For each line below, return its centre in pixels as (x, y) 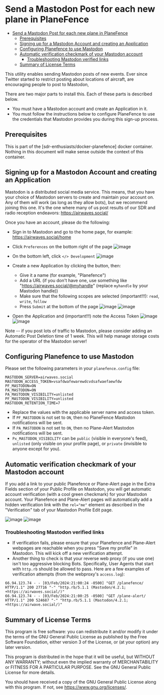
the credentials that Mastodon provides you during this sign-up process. (85, 119)
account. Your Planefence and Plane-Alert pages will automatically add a (79, 499)
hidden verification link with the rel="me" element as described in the (75, 505)
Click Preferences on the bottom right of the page (62, 246)
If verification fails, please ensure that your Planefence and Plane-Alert (84, 543)
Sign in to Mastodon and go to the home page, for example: (72, 232)
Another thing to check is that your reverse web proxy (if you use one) (83, 558)
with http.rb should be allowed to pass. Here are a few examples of (81, 569)
